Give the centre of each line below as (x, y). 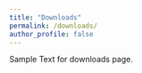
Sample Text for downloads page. (71, 60)
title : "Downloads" (46, 17)
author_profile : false (51, 34)
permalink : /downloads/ (54, 26)
